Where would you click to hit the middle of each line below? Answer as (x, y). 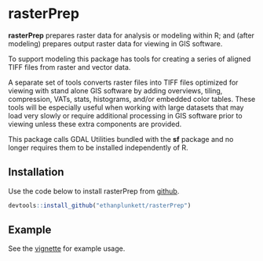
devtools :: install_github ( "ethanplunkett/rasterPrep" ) (100, 205)
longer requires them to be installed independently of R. (98, 147)
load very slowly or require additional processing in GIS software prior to (125, 115)
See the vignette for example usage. (67, 248)
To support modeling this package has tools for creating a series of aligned (130, 59)
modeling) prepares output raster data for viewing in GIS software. (115, 43)
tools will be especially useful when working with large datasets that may (126, 107)
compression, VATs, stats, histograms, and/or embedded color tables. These (132, 99)
